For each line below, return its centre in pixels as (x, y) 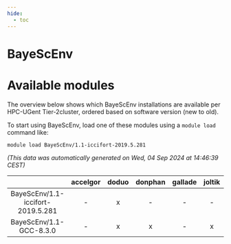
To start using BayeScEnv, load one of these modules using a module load (112, 125)
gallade (185, 181)
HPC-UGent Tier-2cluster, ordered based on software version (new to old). (113, 111)
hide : (15, 13)
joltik (212, 181)
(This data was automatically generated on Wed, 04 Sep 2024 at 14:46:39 (113, 157)
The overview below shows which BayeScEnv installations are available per (114, 104)
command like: (28, 132)
